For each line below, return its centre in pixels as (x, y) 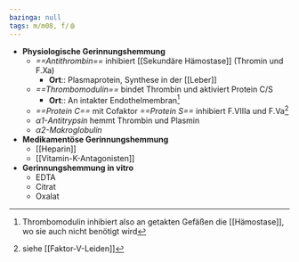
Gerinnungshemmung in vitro (78, 168)
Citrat (45, 186)
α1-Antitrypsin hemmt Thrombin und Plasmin (117, 120)
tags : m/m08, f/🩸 (43, 26)
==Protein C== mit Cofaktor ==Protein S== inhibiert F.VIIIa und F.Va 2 (162, 110)
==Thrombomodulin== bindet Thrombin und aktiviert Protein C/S (154, 89)
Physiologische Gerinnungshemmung (94, 51)
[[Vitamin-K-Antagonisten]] (85, 158)
